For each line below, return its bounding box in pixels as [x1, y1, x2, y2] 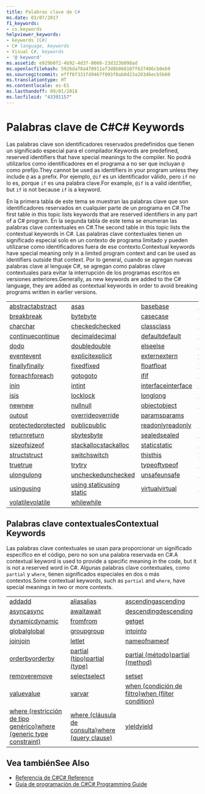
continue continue [9, 332, 60, 340]
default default [140, 332, 181, 340]
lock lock [71, 391, 96, 399]
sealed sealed [140, 431, 179, 439]
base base [140, 302, 170, 310]
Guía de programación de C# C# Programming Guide [15, 781, 148, 788]
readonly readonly [140, 421, 192, 429]
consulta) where [70, 726, 116, 734]
